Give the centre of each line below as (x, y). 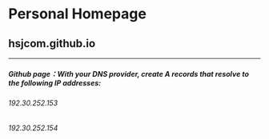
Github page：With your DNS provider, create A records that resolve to (129, 73)
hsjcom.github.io (52, 44)
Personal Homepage (77, 14)
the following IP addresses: (55, 83)
